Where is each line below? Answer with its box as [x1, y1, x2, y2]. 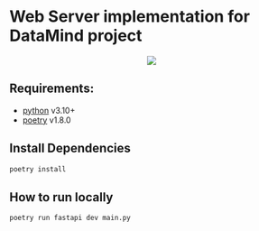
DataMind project [9, 25, 143, 46]
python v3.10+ [22, 105, 76, 115]
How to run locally [9, 189, 114, 205]
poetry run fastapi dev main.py [9, 214, 131, 223]
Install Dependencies [9, 141, 131, 156]
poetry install [9, 164, 67, 173]
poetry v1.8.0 [22, 115, 71, 125]
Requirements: [9, 81, 95, 97]
